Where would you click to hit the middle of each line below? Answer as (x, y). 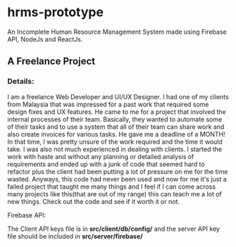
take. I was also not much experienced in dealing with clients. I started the (115, 149)
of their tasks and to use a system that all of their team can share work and (116, 127)
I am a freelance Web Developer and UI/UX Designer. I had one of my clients (118, 96)
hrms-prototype (56, 12)
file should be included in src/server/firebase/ (75, 236)
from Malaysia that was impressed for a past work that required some (108, 104)
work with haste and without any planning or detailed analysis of (101, 156)
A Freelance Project (51, 62)
